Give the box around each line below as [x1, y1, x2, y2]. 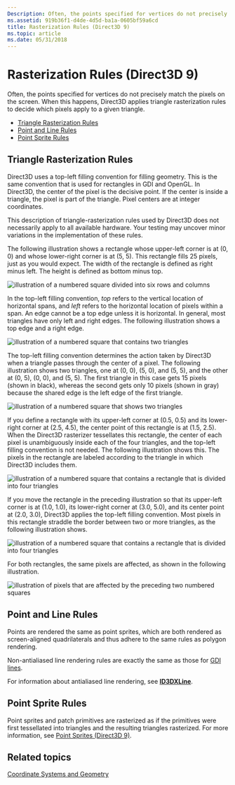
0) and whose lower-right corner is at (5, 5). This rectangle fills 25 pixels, [7, 252, 218, 260]
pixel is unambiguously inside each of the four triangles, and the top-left [7, 438, 216, 446]
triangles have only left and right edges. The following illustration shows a [7, 316, 220, 325]
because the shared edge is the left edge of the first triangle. [7, 388, 183, 397]
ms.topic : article [7, 30, 61, 37]
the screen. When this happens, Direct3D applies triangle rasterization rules [7, 98, 227, 106]
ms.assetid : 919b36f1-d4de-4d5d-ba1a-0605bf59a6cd [7, 17, 159, 24]
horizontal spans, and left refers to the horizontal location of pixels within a [7, 301, 223, 310]
